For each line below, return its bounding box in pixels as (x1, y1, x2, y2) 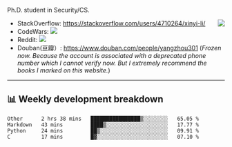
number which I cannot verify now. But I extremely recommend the (17, 59, 207, 67)
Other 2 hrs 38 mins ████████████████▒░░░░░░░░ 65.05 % (7, 115, 199, 122)
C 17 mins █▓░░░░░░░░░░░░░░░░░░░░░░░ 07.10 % (7, 133, 199, 140)
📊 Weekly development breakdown (7, 93, 164, 106)
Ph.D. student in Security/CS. (7, 6, 90, 14)
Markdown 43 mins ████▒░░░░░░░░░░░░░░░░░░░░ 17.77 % (7, 121, 199, 128)
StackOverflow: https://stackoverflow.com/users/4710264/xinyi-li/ (17, 19, 206, 27)
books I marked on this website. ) (17, 66, 110, 75)
